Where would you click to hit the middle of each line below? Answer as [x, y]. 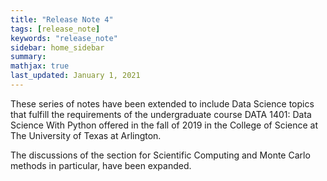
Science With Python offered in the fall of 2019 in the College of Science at [164, 125]
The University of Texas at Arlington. [86, 135]
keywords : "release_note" [64, 38]
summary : [28, 57]
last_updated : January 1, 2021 [75, 76]
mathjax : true [40, 66]
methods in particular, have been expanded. [101, 165]
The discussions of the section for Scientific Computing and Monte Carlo [160, 155]
